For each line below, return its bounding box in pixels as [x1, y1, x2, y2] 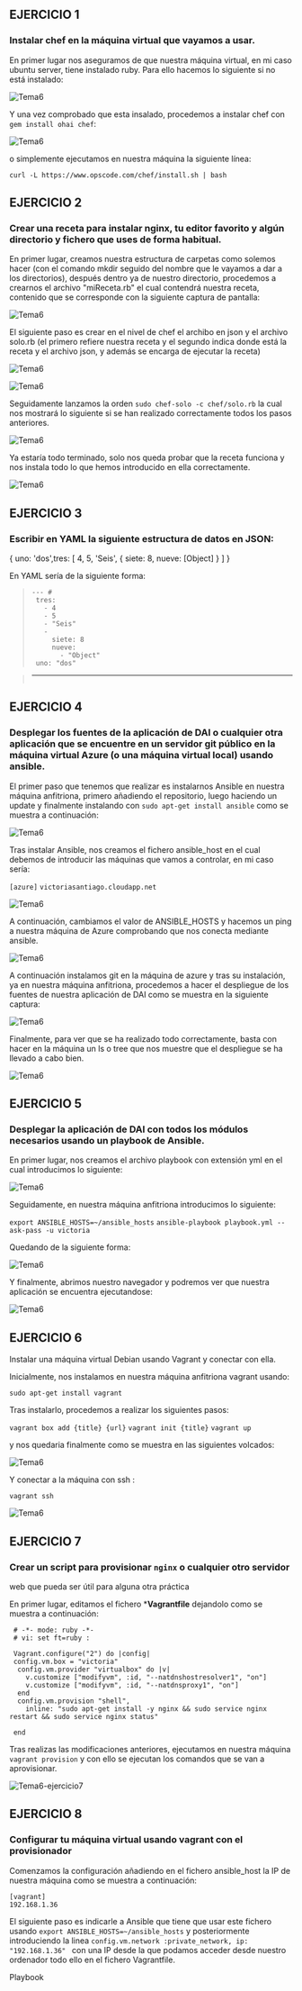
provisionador [9, 1845, 72, 1858]
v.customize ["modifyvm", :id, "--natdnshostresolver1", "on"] [25, 1672, 268, 1682]
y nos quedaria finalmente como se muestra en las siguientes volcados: [9, 1440, 275, 1451]
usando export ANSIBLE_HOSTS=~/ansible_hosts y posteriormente [9, 1925, 250, 1936]
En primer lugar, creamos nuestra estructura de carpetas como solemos [9, 254, 276, 265]
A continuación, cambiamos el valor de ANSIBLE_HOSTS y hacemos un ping [9, 916, 292, 927]
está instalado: [9, 74, 64, 85]
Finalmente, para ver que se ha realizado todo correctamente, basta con [9, 1033, 277, 1044]
